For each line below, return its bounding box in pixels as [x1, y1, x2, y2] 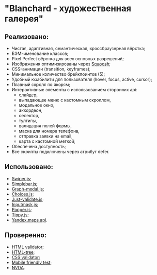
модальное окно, [18, 103, 55, 108]
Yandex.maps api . [11, 217, 47, 223]
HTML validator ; [11, 244, 44, 250]
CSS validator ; [11, 254, 41, 260]
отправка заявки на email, [18, 133, 73, 139]
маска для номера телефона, [18, 128, 79, 134]
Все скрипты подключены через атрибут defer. [11, 149, 110, 155]
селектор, [18, 113, 40, 118]
